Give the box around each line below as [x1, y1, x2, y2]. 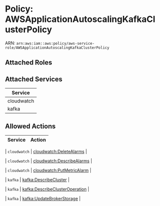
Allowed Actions [5, 122, 56, 130]
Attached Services [5, 75, 63, 83]
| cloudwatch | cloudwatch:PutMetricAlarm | [5, 167, 92, 173]
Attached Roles [5, 58, 52, 67]
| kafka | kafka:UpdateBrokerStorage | [5, 195, 81, 201]
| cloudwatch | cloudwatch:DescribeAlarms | [5, 158, 92, 164]
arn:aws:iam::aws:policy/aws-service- [16, 41, 95, 46]
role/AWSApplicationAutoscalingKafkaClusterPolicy [5, 45, 110, 50]
